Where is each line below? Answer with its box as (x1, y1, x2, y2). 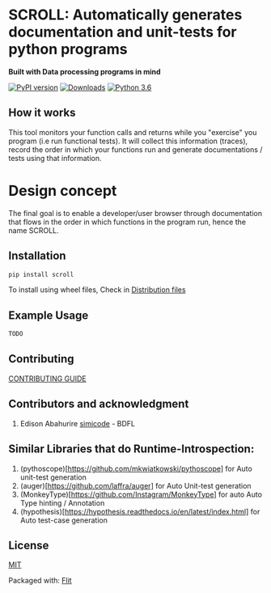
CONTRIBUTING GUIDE (8, 374, 87, 383)
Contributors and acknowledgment (8, 397, 189, 411)
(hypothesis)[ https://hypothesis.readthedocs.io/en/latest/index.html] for (19, 506, 260, 516)
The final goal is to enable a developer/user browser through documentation (8, 208, 263, 218)
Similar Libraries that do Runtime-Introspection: (8, 443, 255, 456)
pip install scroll (8, 270, 74, 278)
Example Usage (8, 308, 89, 322)
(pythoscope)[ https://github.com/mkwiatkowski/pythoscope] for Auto (19, 464, 252, 473)
